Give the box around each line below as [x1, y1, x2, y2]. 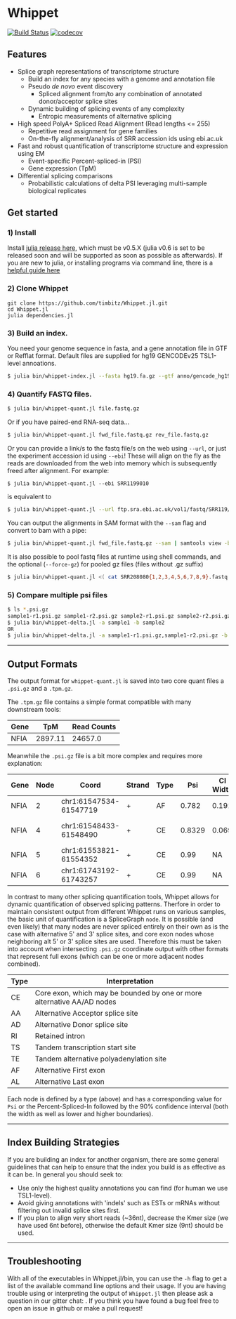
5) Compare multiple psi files [7, 590, 107, 599]
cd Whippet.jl [7, 305, 49, 313]
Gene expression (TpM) [27, 164, 97, 173]
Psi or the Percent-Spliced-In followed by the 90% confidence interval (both [7, 1102, 228, 1111]
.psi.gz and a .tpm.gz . [7, 684, 73, 693]
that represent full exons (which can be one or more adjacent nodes [7, 953, 204, 961]
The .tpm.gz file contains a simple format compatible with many [7, 698, 192, 706]
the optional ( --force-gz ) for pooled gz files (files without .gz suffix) [7, 559, 204, 568]
